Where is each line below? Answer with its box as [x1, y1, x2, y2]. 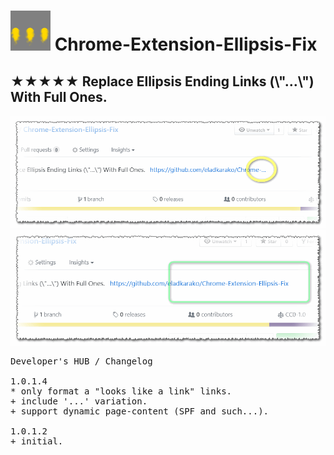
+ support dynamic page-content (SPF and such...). [10, 406, 270, 417]
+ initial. [10, 436, 64, 447]
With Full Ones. [10, 88, 108, 105]
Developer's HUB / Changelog [10, 356, 153, 367]
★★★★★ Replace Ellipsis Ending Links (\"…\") [10, 73, 315, 90]
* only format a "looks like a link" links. [10, 386, 233, 397]
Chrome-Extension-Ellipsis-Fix [54, 33, 318, 56]
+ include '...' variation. [10, 396, 148, 407]
